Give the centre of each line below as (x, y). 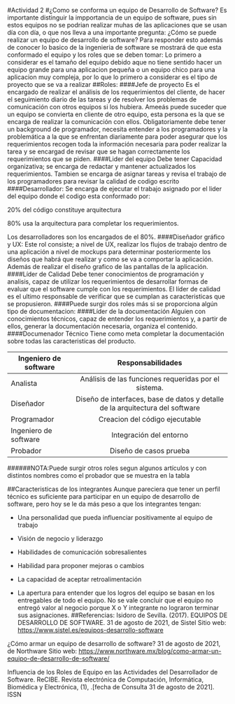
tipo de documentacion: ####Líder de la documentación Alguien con (107, 311)
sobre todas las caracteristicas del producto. (72, 341)
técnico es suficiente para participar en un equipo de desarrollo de (104, 496)
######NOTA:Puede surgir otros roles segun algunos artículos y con (107, 468)
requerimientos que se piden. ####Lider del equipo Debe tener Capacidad (115, 159)
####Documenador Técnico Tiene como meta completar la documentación (116, 333)
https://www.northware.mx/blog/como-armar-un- (150, 651)
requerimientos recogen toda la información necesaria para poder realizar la (117, 144)
